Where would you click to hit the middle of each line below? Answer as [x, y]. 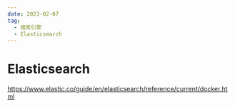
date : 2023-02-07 [33, 14]
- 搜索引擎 [28, 27]
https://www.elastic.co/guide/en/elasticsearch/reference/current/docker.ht [117, 89]
